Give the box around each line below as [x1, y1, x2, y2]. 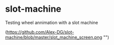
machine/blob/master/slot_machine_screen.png [5, 34, 103, 40]
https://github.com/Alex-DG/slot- [6, 29, 74, 35]
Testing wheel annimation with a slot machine [5, 20, 98, 25]
